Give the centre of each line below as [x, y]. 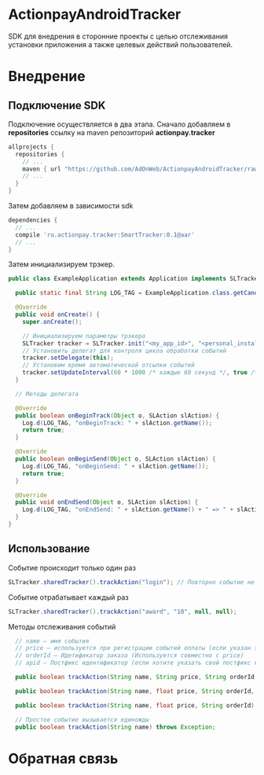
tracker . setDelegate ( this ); [68, 358]
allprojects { [31, 147]
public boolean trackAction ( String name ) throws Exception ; [115, 727]
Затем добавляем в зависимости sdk [71, 206]
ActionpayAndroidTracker [95, 15]
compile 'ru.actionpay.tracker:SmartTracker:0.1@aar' [105, 235]
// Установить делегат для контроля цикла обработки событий [124, 351]
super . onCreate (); [52, 321]
